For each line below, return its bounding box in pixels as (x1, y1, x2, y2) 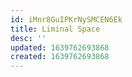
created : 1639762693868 (10, 52, 110, 62)
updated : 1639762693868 (10, 42, 110, 53)
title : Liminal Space (10, 24, 101, 34)
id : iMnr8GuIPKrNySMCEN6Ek (10, 14, 123, 25)
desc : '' (10, 33, 47, 43)
